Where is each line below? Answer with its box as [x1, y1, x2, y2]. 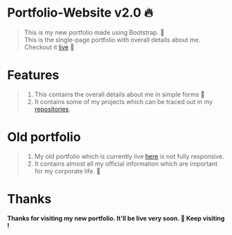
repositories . [34, 105, 71, 113]
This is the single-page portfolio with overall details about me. [24, 35, 201, 44]
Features [7, 67, 60, 83]
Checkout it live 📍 [24, 43, 75, 51]
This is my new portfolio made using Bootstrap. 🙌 [24, 28, 165, 36]
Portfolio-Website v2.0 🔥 [7, 5, 154, 21]
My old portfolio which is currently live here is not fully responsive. [34, 152, 224, 160]
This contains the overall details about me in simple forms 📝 [34, 90, 205, 98]
